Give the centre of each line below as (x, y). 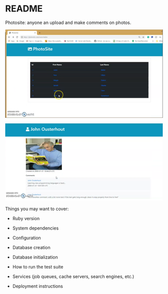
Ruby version (26, 218)
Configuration (26, 238)
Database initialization (35, 257)
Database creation (31, 247)
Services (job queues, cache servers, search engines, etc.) (73, 276)
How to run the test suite (38, 267)
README (24, 9)
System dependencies (35, 228)
